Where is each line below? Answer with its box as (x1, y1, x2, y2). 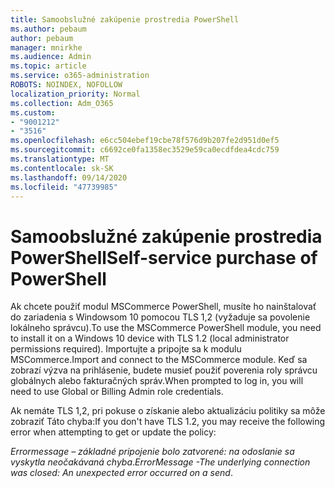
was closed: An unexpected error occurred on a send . (10, 467, 233, 479)
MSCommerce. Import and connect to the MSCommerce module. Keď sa (10, 354, 308, 366)
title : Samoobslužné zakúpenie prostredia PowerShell (10, 14, 240, 25)
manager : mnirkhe (10, 42, 83, 53)
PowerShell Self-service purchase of (10, 246, 318, 269)
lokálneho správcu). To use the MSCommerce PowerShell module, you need (10, 322, 322, 334)
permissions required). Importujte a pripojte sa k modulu (10, 343, 242, 355)
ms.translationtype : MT (10, 154, 110, 164)
